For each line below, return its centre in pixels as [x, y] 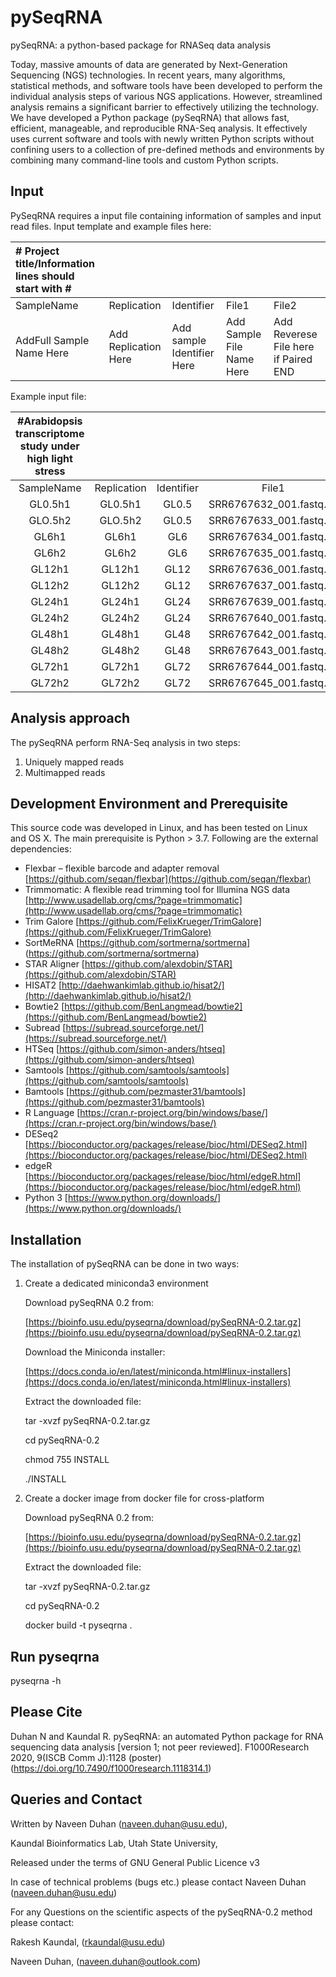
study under [49, 446]
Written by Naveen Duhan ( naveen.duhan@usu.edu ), [119, 1823]
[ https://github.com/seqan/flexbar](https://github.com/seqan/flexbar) [168, 879]
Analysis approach [70, 718]
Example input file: [48, 396]
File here [294, 346]
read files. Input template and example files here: [111, 226]
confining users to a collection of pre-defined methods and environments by [167, 149]
